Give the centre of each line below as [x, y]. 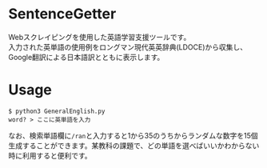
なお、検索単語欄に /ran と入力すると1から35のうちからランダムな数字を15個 [133, 135]
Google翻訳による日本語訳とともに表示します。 [86, 57]
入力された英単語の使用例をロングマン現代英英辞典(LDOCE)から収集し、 [128, 47]
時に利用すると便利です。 [50, 155]
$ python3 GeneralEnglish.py [57, 111]
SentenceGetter [62, 14]
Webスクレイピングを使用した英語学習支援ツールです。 [100, 37]
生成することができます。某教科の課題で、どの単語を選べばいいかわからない [134, 146]
